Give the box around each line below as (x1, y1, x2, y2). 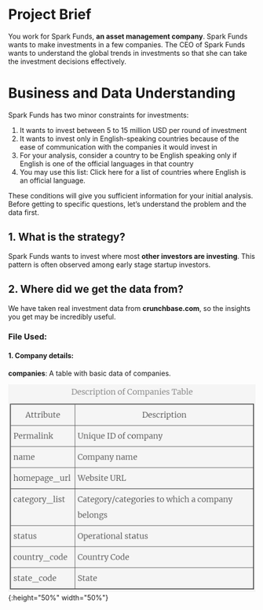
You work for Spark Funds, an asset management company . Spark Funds (8, 31, 248, 41)
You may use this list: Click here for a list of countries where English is (19, 167, 247, 176)
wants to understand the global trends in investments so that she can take (8, 48, 247, 57)
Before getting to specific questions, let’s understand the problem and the (8, 199, 247, 209)
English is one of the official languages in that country (19, 159, 194, 168)
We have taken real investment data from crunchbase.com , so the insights (8, 303, 251, 312)
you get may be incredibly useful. (8, 312, 116, 321)
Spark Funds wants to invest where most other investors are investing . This (8, 251, 255, 261)
